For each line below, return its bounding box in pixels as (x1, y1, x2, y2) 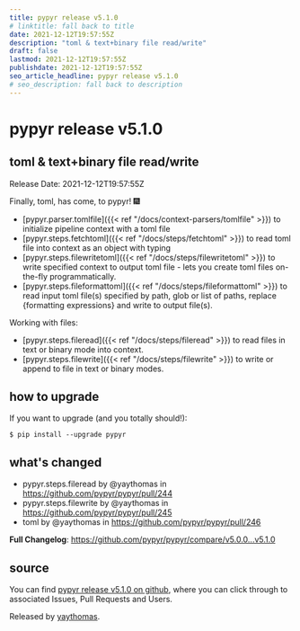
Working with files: (9, 316, 79, 328)
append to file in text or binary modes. (22, 363, 164, 374)
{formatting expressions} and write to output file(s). (22, 299, 213, 310)
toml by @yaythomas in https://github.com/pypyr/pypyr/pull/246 (22, 517, 261, 528)
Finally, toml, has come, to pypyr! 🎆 (9, 195, 141, 207)
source (9, 560, 49, 575)
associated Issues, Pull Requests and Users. (9, 594, 173, 605)
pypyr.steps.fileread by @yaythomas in (22, 478, 167, 490)
